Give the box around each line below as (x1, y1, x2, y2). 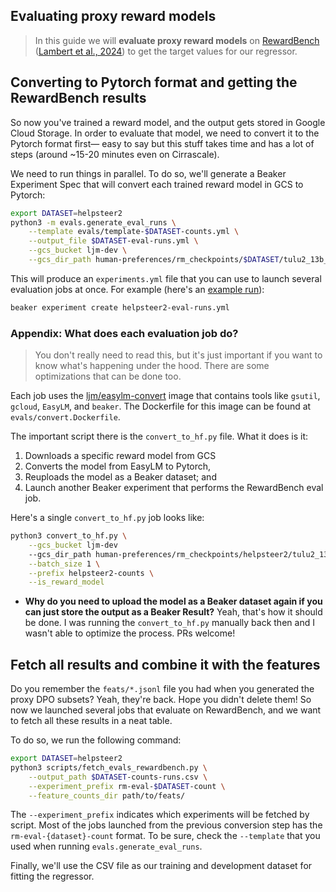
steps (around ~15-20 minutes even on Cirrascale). (10, 148, 220, 160)
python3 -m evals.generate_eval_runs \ (10, 217, 177, 228)
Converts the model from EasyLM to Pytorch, (24, 460, 212, 473)
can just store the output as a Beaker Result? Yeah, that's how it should (24, 606, 323, 618)
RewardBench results (10, 90, 147, 107)
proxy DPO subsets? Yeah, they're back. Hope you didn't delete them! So (10, 694, 312, 706)
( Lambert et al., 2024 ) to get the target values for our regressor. (34, 45, 298, 57)
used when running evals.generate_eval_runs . (10, 840, 203, 853)
